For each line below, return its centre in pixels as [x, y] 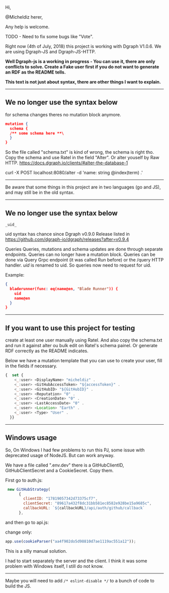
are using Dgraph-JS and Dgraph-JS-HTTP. [51, 52]
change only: [19, 532]
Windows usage [31, 438]
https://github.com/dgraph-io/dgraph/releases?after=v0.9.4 [67, 239]
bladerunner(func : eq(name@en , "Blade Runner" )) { [64, 289]
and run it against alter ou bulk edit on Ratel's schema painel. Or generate [81, 346]
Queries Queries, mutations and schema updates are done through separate [84, 249]
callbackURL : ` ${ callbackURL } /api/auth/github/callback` [84, 508]
